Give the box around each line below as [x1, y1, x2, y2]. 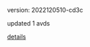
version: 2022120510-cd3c [7, 6, 84, 14]
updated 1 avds [7, 19, 50, 27]
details [7, 32, 26, 41]
